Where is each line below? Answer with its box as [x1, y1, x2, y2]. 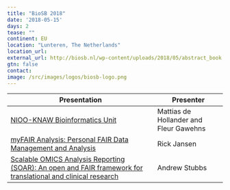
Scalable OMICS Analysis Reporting [10, 154, 125, 164]
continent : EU [7, 36, 48, 42]
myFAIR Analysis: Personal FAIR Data [10, 135, 129, 144]
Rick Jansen [157, 139, 197, 149]
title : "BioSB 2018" [7, 10, 66, 17]
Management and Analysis [10, 144, 97, 153]
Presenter [172, 95, 205, 105]
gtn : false [7, 61, 38, 68]
